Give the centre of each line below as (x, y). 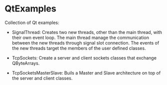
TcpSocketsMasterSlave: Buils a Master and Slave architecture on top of (86, 72)
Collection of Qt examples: (32, 22)
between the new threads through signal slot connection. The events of (85, 42)
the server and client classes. (42, 78)
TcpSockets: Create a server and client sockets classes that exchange (84, 57)
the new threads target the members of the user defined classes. (79, 48)
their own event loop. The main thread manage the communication (80, 37)
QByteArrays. (26, 63)
